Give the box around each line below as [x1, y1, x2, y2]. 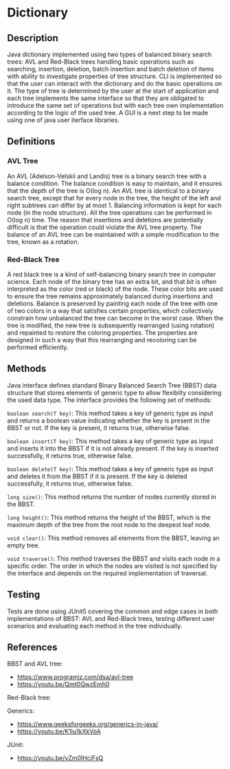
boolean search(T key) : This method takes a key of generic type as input [7, 409, 214, 417]
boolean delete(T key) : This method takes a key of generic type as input [7, 464, 214, 473]
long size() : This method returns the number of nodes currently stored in [7, 493, 216, 501]
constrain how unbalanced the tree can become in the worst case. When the [7, 313, 224, 322]
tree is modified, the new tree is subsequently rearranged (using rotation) [7, 321, 215, 329]
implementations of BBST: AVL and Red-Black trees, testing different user [7, 614, 215, 622]
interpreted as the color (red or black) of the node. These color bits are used [7, 285, 223, 293]
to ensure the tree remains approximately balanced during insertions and [7, 292, 213, 300]
